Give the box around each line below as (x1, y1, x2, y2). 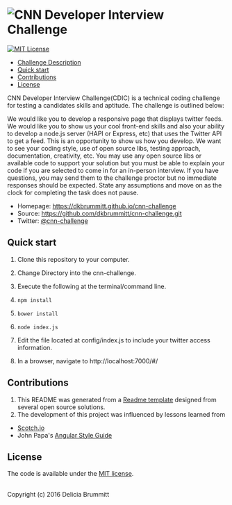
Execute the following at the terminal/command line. (17, 282, 167, 290)
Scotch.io (17, 424, 45, 432)
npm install (17, 297, 52, 304)
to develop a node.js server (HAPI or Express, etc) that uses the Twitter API (7, 129, 222, 138)
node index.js (17, 324, 58, 331)
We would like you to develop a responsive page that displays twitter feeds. (7, 115, 224, 123)
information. (17, 343, 52, 351)
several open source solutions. (17, 403, 106, 411)
